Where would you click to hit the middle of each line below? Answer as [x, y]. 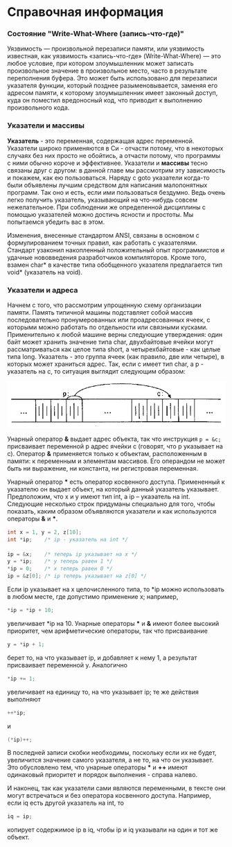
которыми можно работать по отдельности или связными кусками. [107, 327]
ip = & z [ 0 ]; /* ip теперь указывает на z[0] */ [77, 576]
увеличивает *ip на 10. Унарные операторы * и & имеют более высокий [113, 623]
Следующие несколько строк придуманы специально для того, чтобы [111, 504]
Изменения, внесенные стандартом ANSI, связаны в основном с [103, 235]
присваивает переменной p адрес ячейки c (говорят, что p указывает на [115, 446]
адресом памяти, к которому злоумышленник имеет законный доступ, [113, 93]
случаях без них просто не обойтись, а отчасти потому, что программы [114, 155]
